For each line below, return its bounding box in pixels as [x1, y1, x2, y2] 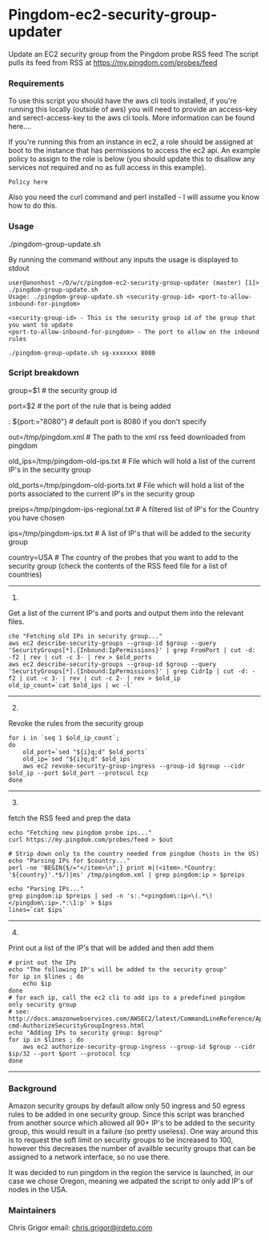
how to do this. [8, 201, 58, 210]
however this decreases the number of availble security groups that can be [8, 1144, 256, 1153]
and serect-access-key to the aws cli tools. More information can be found [8, 113, 255, 123]
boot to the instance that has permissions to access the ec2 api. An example [8, 146, 260, 156]
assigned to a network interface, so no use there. [8, 1153, 171, 1162]
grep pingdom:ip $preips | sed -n [8, 892, 124, 900]
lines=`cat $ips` [8, 906, 66, 914]
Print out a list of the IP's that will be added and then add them [8, 942, 215, 952]
